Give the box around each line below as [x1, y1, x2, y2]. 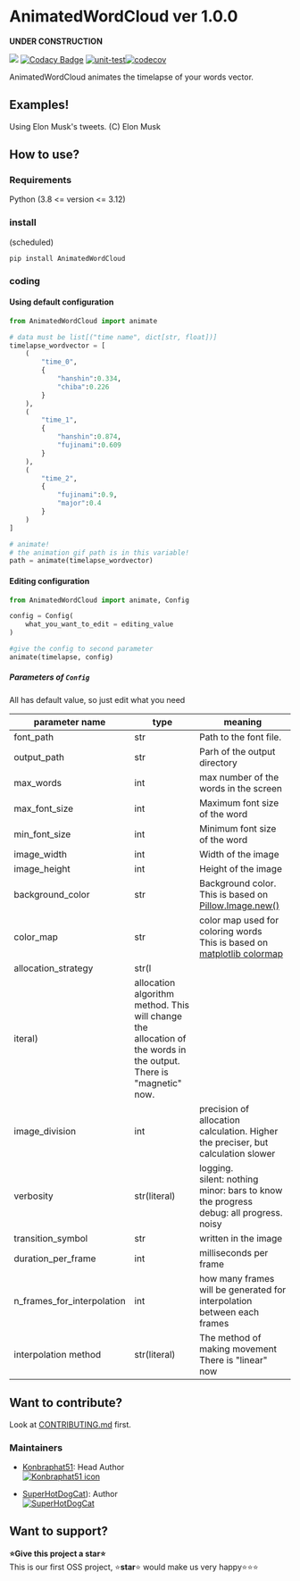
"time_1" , [41, 415, 78, 425]
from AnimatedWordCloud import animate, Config [9, 596, 190, 605]
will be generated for [199, 1284, 287, 1296]
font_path [13, 731, 54, 743]
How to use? [9, 147, 80, 163]
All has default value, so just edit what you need [9, 694, 186, 705]
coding [9, 274, 40, 287]
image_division [13, 1125, 77, 1137]
